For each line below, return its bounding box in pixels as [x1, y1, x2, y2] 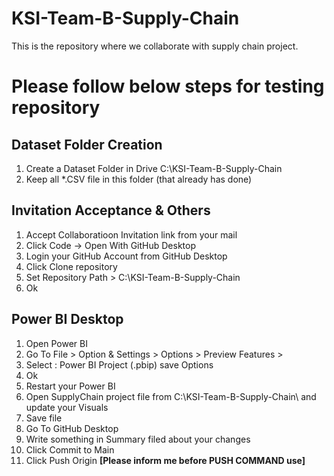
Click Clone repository [25, 260, 118, 272]
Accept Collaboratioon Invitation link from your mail [25, 228, 238, 241]
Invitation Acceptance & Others [11, 202, 211, 219]
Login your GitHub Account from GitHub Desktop [25, 250, 228, 262]
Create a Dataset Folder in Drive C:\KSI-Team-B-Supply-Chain [25, 162, 283, 174]
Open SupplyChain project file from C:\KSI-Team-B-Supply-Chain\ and [25, 390, 317, 402]
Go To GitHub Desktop [25, 422, 119, 434]
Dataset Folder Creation [11, 136, 163, 153]
